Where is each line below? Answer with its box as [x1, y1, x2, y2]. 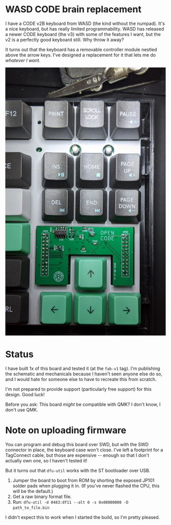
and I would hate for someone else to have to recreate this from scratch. [5, 376, 157, 383]
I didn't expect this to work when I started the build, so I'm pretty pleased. [5, 514, 160, 520]
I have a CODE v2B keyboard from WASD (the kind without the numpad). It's [5, 20, 165, 26]
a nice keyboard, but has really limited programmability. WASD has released [5, 25, 164, 32]
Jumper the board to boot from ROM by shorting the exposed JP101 [12, 477, 155, 484]
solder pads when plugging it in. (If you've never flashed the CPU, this [12, 483, 160, 489]
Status [5, 348, 34, 360]
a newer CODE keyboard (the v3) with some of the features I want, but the [5, 31, 161, 37]
